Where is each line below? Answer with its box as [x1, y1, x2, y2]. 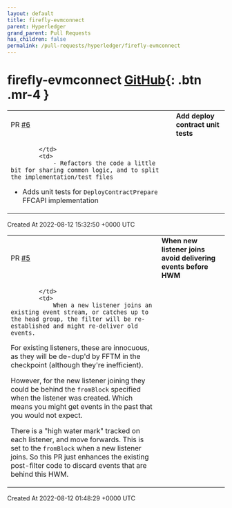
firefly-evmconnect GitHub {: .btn [7, 72, 202, 88]
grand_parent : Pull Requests [7, 29, 91, 37]
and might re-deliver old [52, 322, 138, 330]
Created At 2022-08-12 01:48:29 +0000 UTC [7, 493, 136, 502]
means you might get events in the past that [10, 401, 153, 411]
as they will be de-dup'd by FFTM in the [10, 351, 141, 361]
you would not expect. [10, 410, 83, 420]
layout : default [7, 10, 54, 17]
